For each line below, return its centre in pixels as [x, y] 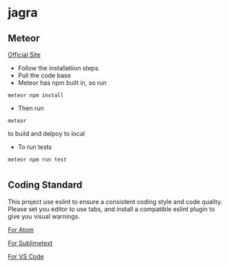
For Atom [21, 230]
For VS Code [26, 256]
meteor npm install [36, 95]
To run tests [35, 147]
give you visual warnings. [44, 216]
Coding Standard [45, 185]
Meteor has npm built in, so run [62, 83]
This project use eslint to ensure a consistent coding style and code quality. [115, 201]
